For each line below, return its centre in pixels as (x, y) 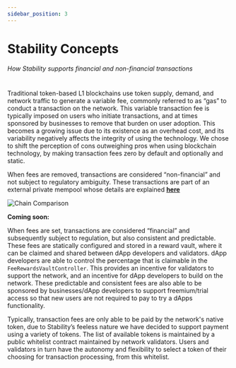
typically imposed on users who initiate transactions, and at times (102, 115)
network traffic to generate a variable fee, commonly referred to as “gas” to (117, 100)
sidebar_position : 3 (38, 14)
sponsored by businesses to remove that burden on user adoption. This (111, 123)
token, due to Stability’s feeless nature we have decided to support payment (118, 326)
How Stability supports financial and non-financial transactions (100, 69)
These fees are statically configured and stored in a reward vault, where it (115, 245)
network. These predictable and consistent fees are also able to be (105, 283)
